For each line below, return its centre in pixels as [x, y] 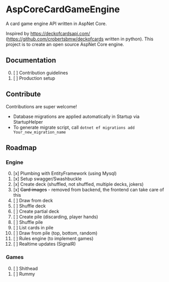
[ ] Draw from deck [33, 201]
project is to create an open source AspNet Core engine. [65, 44]
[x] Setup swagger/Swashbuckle [47, 179]
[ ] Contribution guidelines [40, 73]
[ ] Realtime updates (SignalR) [44, 244]
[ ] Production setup [34, 78]
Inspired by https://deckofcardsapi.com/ [48, 33]
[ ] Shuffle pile [28, 222]
